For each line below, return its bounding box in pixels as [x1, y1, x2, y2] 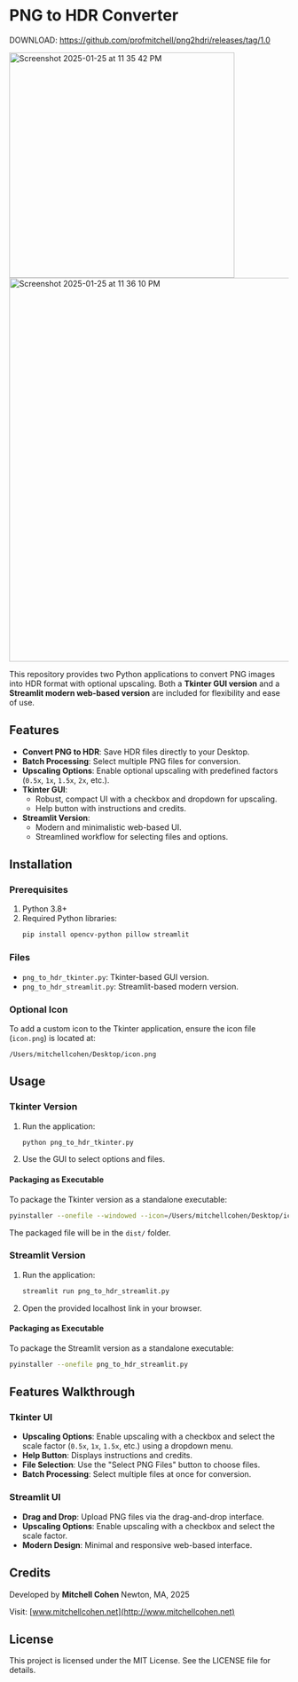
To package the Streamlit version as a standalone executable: [9, 1342, 234, 1354]
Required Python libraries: [21, 913, 118, 924]
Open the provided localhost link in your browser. [21, 1302, 202, 1314]
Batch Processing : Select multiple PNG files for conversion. [21, 755, 241, 766]
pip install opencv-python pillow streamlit [21, 930, 190, 939]
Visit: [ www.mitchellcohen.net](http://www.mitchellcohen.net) [9, 1606, 235, 1616]
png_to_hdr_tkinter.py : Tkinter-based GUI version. [21, 971, 209, 982]
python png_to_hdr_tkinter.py [21, 1138, 135, 1147]
